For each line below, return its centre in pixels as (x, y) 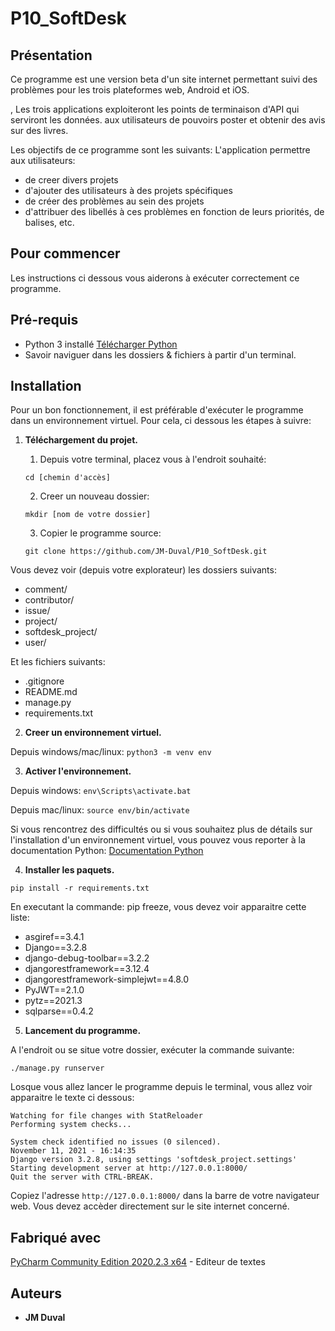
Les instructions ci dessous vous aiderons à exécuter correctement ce (155, 278)
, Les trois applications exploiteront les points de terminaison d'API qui (155, 109)
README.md (51, 692)
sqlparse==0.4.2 (59, 1011)
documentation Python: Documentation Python (107, 851)
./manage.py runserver (57, 1068)
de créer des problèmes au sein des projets (114, 201)
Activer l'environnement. (78, 771)
